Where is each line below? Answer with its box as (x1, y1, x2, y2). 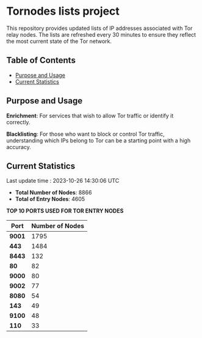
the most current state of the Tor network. (6, 37, 112, 45)
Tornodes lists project (6, 4, 120, 18)
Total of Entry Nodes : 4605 (15, 196, 85, 203)
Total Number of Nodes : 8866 (15, 189, 92, 196)
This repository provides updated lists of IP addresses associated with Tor (6, 24, 193, 32)
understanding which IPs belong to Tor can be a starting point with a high (6, 136, 191, 144)
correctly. (6, 118, 31, 126)
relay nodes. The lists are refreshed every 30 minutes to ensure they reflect (6, 31, 197, 38)
